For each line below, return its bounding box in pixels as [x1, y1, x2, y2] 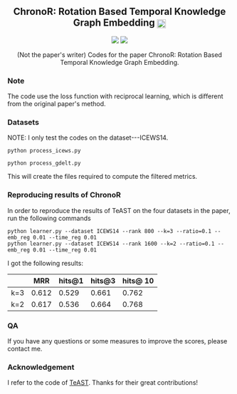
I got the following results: [7, 259, 84, 267]
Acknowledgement [7, 362, 75, 372]
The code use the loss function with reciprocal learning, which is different [7, 92, 223, 100]
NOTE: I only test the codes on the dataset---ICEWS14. [7, 133, 169, 142]
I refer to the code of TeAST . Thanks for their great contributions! [7, 378, 198, 387]
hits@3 [90, 276, 116, 286]
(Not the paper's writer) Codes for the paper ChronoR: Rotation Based [16, 50, 223, 59]
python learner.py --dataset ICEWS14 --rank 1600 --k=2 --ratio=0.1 [7, 240, 215, 247]
